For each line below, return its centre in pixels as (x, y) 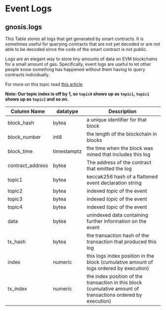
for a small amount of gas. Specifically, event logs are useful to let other (78, 64)
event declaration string (114, 183)
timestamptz (67, 151)
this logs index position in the (120, 256)
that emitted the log (109, 169)
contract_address (28, 165)
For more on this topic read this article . (44, 84)
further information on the (116, 221)
